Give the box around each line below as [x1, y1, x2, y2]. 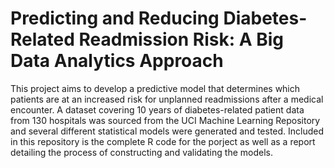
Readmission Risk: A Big [78, 28, 284, 51]
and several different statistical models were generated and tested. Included [10, 125, 325, 137]
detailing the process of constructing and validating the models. [10, 146, 273, 158]
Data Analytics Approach [10, 50, 224, 72]
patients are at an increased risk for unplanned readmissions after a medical [10, 93, 324, 105]
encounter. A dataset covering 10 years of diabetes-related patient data [10, 103, 305, 116]
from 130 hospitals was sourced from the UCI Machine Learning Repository [10, 114, 321, 126]
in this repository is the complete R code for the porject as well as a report [10, 135, 316, 147]
